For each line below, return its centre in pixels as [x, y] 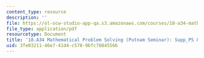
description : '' [27, 18]
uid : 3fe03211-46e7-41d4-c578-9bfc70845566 [62, 46]
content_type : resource [36, 12]
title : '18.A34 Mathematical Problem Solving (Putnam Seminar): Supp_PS [100, 40]
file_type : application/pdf [42, 29]
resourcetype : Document [36, 34]
